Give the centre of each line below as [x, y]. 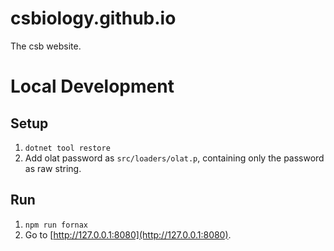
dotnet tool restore [67, 148]
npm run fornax [56, 225]
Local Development [92, 86]
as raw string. [53, 168]
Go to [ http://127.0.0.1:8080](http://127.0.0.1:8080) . [128, 234]
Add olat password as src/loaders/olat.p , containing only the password [174, 158]
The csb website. [46, 46]
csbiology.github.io [93, 18]
